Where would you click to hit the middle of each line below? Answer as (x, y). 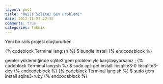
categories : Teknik (25, 28)
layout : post (18, 10)
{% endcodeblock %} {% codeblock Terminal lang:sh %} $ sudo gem (84, 71)
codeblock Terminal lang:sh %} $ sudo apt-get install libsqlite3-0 (71, 66)
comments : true (21, 23)
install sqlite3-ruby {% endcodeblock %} (46, 76)
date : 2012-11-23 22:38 (29, 19)
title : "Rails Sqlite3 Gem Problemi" (44, 14)
